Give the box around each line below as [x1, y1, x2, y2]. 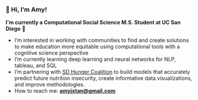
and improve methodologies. [14, 81, 85, 88]
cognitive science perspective [14, 49, 89, 57]
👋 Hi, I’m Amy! [5, 5, 47, 14]
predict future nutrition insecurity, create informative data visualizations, [14, 74, 193, 82]
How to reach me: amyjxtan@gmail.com [14, 87, 116, 95]
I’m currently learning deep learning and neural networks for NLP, [14, 56, 176, 63]
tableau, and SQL [14, 62, 57, 69]
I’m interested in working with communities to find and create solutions [14, 37, 189, 44]
